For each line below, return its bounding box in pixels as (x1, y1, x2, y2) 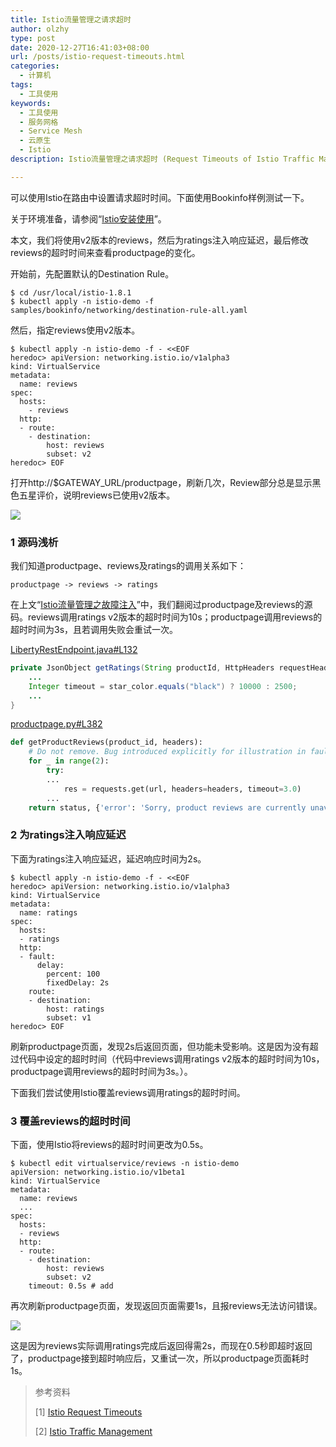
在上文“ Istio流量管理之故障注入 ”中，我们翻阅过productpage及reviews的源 (10, 599, 313, 611)
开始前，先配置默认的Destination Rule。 (10, 267, 175, 280)
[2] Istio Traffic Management (34, 1426, 153, 1438)
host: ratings (46, 1004, 105, 1014)
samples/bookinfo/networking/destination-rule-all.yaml (10, 305, 248, 315)
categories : (10, 61, 60, 71)
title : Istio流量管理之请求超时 (10, 14, 132, 25)
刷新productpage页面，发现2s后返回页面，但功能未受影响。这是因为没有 (10, 1040, 310, 1052)
